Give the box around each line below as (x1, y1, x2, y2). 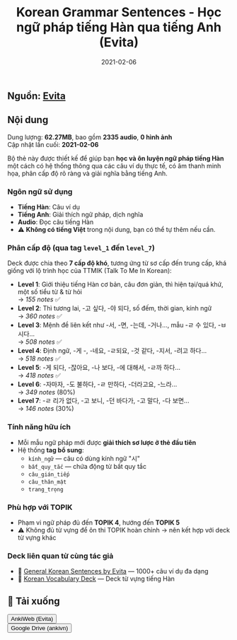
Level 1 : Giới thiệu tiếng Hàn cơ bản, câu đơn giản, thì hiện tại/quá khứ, (17, 280, 224, 289)
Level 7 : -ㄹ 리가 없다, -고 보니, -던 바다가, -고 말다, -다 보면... (17, 397, 190, 405)
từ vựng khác (17, 533, 57, 542)
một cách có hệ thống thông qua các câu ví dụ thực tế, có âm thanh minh (7, 161, 221, 170)
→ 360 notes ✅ (17, 312, 62, 320)
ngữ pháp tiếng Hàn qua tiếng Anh (16, 19, 221, 35)
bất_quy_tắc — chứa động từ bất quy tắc (28, 462, 147, 470)
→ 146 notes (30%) (17, 405, 74, 413)
